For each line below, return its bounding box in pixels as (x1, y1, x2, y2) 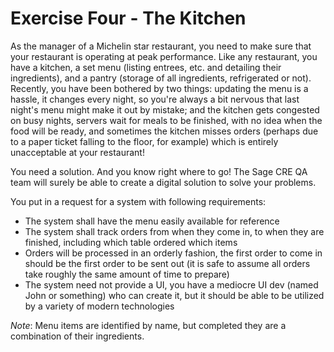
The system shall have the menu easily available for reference (24, 215, 280, 227)
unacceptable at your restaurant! (10, 146, 145, 158)
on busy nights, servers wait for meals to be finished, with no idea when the (10, 114, 323, 126)
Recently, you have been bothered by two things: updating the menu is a (10, 82, 309, 94)
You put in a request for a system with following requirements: (10, 195, 267, 207)
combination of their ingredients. (10, 330, 145, 342)
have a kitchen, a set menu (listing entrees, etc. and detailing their (10, 61, 282, 73)
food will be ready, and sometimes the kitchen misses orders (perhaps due (10, 125, 319, 137)
